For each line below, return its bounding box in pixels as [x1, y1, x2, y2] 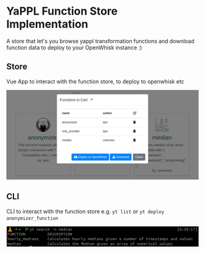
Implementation [6, 17, 88, 31]
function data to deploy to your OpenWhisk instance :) [6, 44, 142, 51]
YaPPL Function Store [6, 4, 118, 18]
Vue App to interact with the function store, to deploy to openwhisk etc [6, 77, 185, 85]
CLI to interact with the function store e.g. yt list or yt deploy [6, 207, 165, 215]
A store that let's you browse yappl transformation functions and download [6, 37, 195, 45]
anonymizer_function [6, 215, 59, 221]
